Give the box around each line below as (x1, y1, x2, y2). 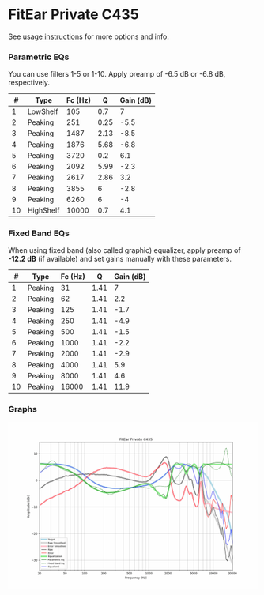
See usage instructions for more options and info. (8, 32, 170, 41)
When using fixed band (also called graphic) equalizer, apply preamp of (8, 246, 241, 255)
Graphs (8, 404, 37, 415)
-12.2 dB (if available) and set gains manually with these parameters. (8, 254, 232, 264)
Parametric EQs (8, 51, 70, 62)
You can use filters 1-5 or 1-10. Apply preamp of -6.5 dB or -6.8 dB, (8, 70, 226, 79)
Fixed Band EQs (8, 228, 70, 239)
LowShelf (27, 107, 58, 116)
